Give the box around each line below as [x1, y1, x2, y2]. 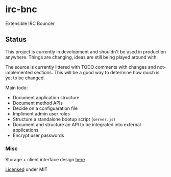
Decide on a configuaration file [12, 105, 78, 111]
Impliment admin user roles [12, 110, 70, 116]
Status [5, 35, 27, 44]
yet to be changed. [5, 75, 45, 81]
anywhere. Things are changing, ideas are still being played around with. [5, 54, 158, 60]
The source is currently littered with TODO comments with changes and [5, 64, 156, 70]
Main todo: [5, 84, 28, 91]
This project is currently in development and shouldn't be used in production [5, 48, 166, 54]
